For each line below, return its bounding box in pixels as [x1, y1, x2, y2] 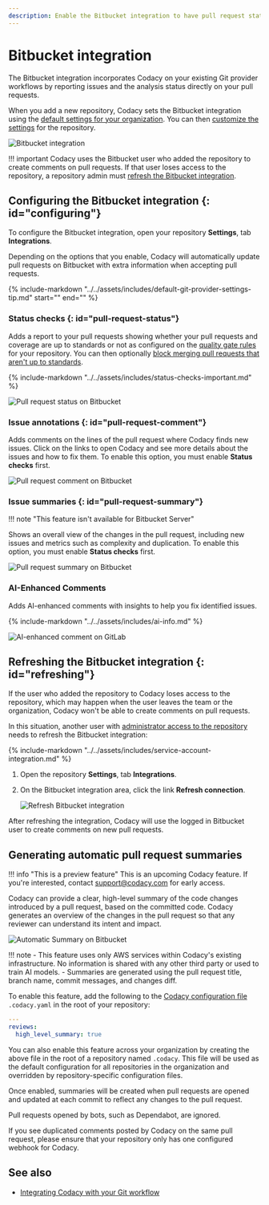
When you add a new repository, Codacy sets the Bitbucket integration [8, 105, 242, 115]
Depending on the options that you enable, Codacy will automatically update [8, 252, 260, 262]
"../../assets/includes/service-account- [83, 746, 212, 755]
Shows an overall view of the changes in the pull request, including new [8, 530, 245, 539]
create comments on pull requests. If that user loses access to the [8, 162, 227, 172]
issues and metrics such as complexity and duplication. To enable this [8, 539, 239, 548]
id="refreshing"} [8, 667, 95, 681]
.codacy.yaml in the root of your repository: [8, 1000, 151, 1010]
